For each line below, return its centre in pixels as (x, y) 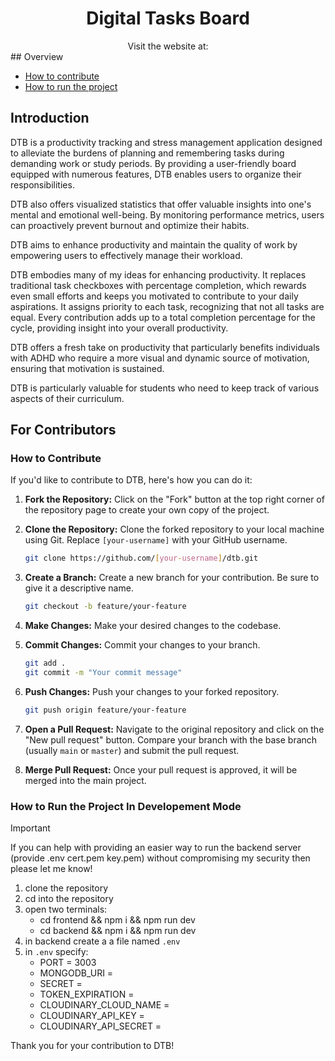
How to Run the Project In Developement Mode (126, 806)
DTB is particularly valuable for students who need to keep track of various (165, 388)
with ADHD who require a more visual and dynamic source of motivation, (160, 358)
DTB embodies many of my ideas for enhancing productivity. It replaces (158, 274)
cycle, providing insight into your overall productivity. (119, 328)
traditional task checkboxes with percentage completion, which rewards (158, 285)
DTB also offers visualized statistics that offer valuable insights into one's (161, 204)
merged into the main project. (85, 780)
